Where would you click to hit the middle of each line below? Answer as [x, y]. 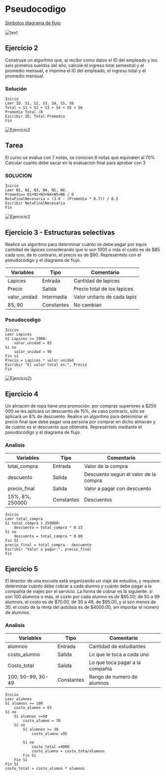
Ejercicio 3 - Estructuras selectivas [60, 232]
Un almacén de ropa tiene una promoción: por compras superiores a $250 [81, 406]
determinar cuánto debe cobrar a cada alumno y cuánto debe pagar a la [78, 586]
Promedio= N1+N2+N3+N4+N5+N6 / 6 [40, 194]
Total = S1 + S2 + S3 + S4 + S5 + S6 [44, 108]
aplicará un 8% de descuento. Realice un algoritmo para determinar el [76, 417]
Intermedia [55, 297]
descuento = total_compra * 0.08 [48, 536]
